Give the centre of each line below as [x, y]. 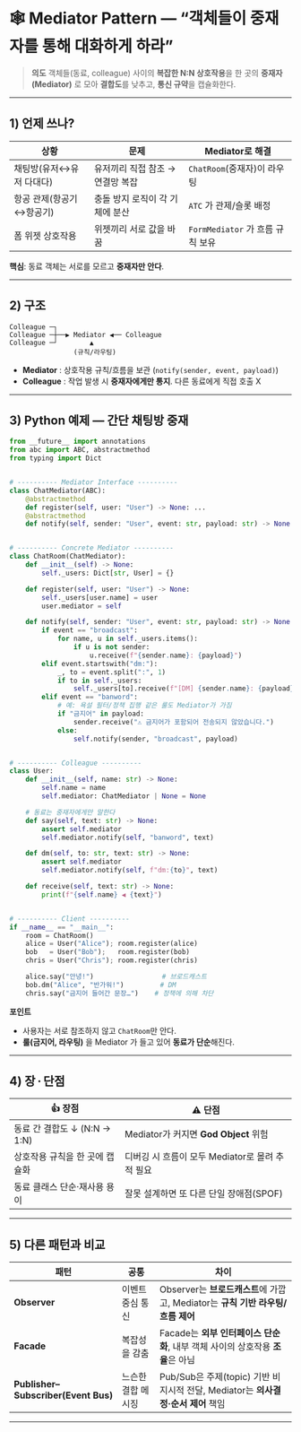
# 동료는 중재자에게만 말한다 [70, 812]
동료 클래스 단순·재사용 [59, 1187]
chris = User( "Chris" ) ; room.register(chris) [112, 960]
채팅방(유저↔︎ [43, 169]
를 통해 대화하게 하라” [99, 47]
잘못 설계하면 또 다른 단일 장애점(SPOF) [204, 1193]
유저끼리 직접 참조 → [135, 169]
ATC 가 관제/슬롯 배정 [230, 205]
